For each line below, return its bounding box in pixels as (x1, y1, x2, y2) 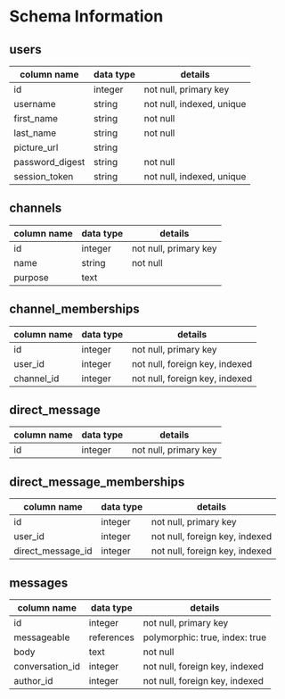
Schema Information (9, 6, 164, 27)
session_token (13, 171, 74, 182)
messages (9, 575, 69, 590)
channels (9, 201, 62, 216)
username (13, 98, 56, 110)
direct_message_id (13, 545, 93, 557)
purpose (13, 270, 49, 283)
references (88, 631, 135, 644)
